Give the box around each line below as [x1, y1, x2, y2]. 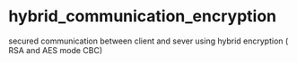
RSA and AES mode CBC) [8, 44, 103, 55]
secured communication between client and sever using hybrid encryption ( [8, 35, 289, 46]
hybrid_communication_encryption [8, 6, 277, 27]
